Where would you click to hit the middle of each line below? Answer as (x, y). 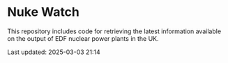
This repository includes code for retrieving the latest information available (114, 31)
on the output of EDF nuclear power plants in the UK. (83, 38)
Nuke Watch (44, 12)
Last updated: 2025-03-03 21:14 (54, 52)
